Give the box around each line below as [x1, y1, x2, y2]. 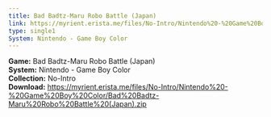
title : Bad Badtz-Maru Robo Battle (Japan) [8, 11, 157, 20]
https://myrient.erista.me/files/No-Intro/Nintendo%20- [47, 82, 228, 92]
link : [8, 19, 27, 27]
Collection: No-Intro [8, 73, 77, 83]
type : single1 [8, 27, 56, 35]
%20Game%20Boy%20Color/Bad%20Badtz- [8, 90, 160, 101]
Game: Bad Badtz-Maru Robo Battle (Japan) [8, 56, 156, 66]
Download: [8, 82, 46, 92]
